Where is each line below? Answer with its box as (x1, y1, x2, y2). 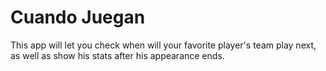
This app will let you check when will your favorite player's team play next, (10, 39, 317, 51)
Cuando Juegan (10, 6, 146, 29)
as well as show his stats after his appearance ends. (10, 49, 225, 61)
